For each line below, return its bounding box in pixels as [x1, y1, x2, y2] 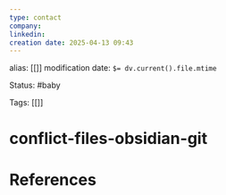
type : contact [9, 13, 63, 22]
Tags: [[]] [9, 97, 44, 108]
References [9, 169, 96, 190]
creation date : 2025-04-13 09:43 [9, 38, 134, 47]
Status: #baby [9, 80, 61, 90]
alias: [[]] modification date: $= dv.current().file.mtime [9, 63, 217, 73]
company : [9, 21, 42, 30]
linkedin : [9, 30, 46, 38]
